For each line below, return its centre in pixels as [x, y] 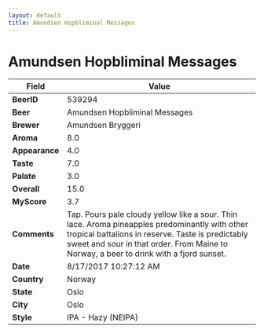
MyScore [29, 202]
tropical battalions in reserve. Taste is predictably [158, 234]
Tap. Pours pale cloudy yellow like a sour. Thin [152, 214]
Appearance [36, 151]
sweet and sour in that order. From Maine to [147, 244]
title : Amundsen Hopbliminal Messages [71, 23]
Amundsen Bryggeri [104, 125]
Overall [26, 189]
